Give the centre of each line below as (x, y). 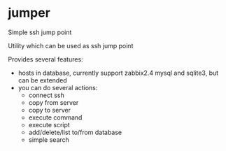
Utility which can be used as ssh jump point (71, 45)
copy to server (49, 110)
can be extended (42, 80)
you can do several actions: (58, 87)
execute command (55, 117)
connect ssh (47, 95)
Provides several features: (45, 59)
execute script (49, 124)
